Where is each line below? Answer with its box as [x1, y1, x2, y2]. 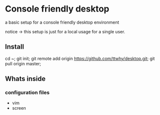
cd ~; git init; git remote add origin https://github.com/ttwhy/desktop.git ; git [5, 56, 155, 61]
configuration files [5, 89, 50, 96]
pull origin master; [5, 60, 41, 66]
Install [5, 43, 24, 51]
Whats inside [5, 75, 46, 83]
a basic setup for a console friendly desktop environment [5, 19, 119, 25]
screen [12, 105, 26, 111]
